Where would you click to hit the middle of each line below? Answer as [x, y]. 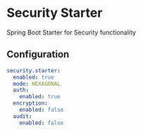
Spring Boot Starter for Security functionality [71, 32]
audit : [23, 116]
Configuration [38, 54]
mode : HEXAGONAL [37, 84]
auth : [21, 90]
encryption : [31, 103]
